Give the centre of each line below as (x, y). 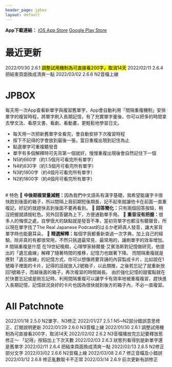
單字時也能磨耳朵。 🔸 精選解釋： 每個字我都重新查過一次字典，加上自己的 (82, 234)
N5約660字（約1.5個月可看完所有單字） (54, 160)
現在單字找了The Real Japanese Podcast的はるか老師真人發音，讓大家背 (86, 227)
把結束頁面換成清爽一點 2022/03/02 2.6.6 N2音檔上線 (62, 74)
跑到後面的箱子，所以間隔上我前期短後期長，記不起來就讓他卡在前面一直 (86, 202)
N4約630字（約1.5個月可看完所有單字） (54, 166)
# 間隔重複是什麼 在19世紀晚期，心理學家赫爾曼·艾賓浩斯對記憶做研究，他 (83, 246)
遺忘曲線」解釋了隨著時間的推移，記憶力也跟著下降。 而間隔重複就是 (91, 253)
